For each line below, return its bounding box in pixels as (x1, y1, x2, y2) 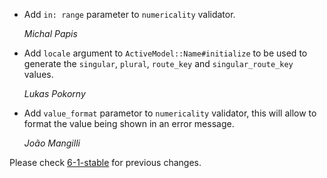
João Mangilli (23, 137, 81, 149)
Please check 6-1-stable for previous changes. (9, 157, 202, 168)
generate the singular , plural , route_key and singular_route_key (23, 58, 294, 69)
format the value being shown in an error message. (23, 118, 235, 129)
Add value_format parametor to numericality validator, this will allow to (23, 107, 317, 119)
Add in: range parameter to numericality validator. (23, 9, 236, 20)
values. (23, 69, 54, 80)
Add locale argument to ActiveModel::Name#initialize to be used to (23, 47, 308, 59)
